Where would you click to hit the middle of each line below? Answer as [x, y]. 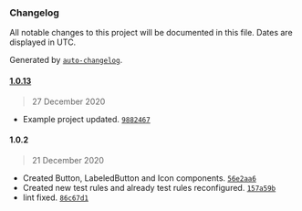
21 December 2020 [68, 160]
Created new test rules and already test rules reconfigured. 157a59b [149, 187]
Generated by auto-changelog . [66, 60]
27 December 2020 [68, 101]
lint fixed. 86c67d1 [56, 197]
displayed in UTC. [43, 42]
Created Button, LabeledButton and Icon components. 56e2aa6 [140, 178]
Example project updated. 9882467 [86, 119]
